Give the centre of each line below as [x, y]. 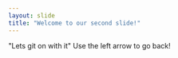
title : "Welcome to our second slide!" [75, 23]
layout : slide [32, 15]
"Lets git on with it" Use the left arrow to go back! [90, 45]
